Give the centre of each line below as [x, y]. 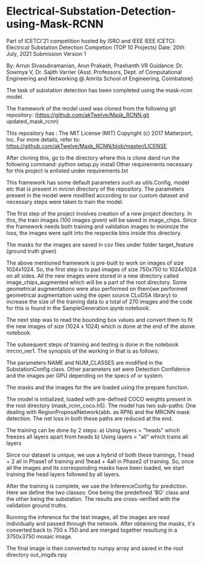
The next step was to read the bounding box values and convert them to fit [99, 319]
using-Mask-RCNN [55, 24]
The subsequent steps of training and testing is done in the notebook [92, 344]
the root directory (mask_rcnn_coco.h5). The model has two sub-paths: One [101, 406]
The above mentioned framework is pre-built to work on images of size [95, 263]
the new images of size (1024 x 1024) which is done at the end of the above [101, 326]
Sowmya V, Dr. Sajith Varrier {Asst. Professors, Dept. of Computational [94, 72]
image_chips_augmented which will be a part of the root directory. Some [97, 282]
